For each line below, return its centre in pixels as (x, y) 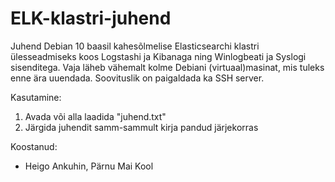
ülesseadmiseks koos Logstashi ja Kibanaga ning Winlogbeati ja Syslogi (158, 56)
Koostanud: (34, 146)
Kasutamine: (36, 97)
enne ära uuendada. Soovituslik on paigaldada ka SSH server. (137, 78)
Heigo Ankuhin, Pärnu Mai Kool (89, 166)
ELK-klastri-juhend (91, 18)
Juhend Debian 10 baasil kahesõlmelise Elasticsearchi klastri (135, 46)
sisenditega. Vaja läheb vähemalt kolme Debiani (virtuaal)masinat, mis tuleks (167, 67)
